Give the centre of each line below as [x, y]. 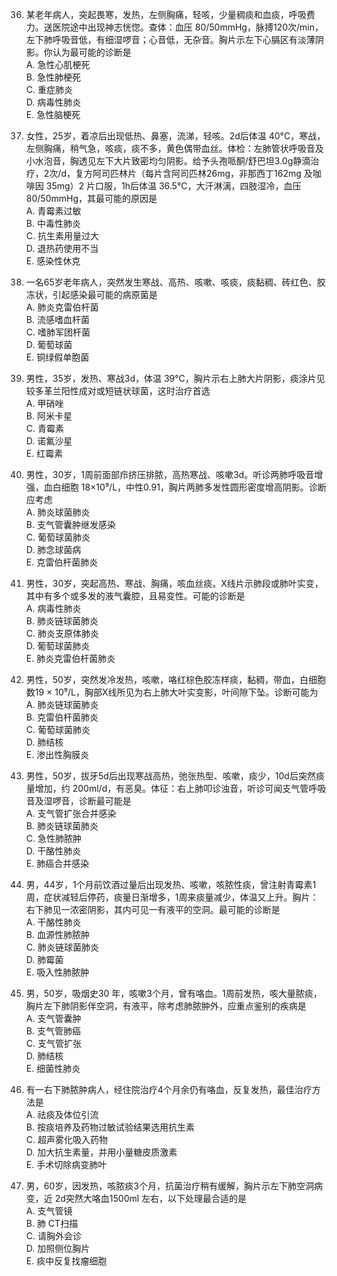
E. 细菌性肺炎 [53, 1068]
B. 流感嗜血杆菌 [57, 319]
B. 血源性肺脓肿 [57, 934]
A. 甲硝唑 [44, 403]
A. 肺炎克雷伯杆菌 [62, 307]
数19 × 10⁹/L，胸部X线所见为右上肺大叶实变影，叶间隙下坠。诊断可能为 [172, 692]
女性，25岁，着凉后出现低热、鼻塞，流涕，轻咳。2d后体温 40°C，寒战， [175, 136]
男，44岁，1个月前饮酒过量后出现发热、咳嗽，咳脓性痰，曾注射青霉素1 [171, 884]
